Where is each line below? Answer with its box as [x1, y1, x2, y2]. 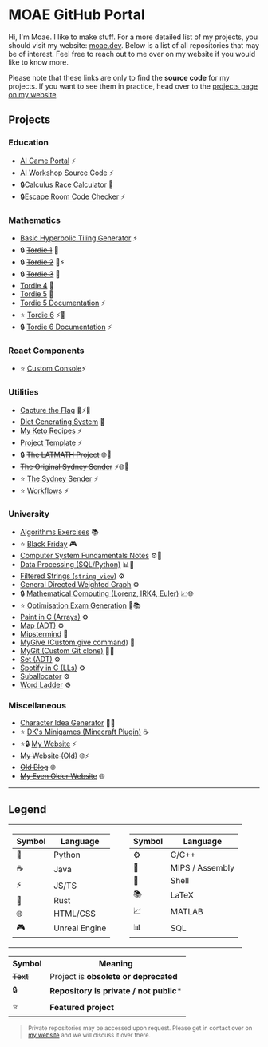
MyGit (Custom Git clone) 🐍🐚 [19, 645, 115, 656]
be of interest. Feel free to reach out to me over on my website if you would [8, 49, 256, 58]
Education [8, 137, 49, 149]
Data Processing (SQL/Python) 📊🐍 [19, 559, 135, 569]
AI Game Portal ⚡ [19, 156, 77, 165]
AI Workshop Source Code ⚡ [19, 168, 114, 177]
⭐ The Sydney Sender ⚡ [19, 474, 99, 483]
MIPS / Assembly [170, 862, 235, 873]
